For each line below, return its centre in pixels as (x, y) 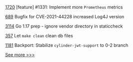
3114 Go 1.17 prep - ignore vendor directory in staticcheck (64, 26)
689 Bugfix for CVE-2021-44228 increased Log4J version (65, 16)
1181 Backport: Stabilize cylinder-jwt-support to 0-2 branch (67, 45)
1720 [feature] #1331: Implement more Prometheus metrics (64, 7)
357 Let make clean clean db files (39, 36)
